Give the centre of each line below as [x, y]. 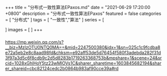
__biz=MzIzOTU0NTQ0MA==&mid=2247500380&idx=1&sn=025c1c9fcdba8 [83, 47]
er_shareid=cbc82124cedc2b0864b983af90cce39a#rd [62, 68]
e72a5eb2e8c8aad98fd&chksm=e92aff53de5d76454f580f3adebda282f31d [83, 52]
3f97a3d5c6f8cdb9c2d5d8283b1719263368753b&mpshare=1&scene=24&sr [83, 58]
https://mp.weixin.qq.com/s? [34, 42]
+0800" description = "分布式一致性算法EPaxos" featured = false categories [83, 13]
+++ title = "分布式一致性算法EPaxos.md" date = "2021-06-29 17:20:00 [78, 7]
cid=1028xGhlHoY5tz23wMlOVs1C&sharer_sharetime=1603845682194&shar [83, 63]
